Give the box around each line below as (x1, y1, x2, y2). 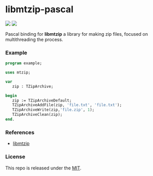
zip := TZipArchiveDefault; (12, 98, 72, 103)
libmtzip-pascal (5, 4, 74, 15)
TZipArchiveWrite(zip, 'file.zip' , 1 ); (12, 107, 95, 113)
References (5, 129, 35, 136)
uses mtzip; (5, 70, 31, 75)
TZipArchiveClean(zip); (12, 112, 63, 117)
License (5, 153, 25, 160)
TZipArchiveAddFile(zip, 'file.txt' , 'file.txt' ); (12, 103, 122, 108)
